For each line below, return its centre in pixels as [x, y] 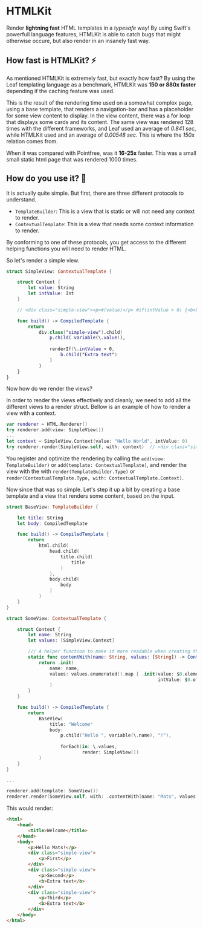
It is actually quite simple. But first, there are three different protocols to [95, 193]
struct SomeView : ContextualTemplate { [56, 618]
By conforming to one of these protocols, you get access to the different [96, 242]
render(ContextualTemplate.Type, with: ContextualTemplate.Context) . [95, 478]
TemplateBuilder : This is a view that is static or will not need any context [105, 211]
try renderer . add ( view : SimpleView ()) [55, 430]
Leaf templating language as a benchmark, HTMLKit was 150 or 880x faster [101, 84]
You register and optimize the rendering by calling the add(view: [86, 458]
